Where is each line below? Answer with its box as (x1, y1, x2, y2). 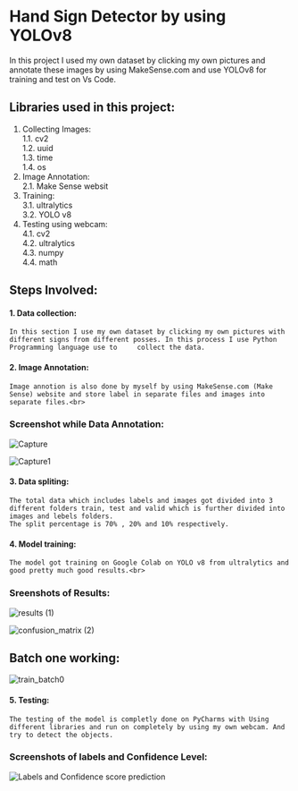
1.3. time (21, 152, 54, 163)
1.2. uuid (21, 142, 54, 153)
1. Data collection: (9, 307, 78, 319)
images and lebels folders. (9, 512, 114, 521)
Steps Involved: (9, 283, 98, 298)
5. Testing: (9, 694, 50, 705)
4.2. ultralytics (21, 237, 76, 248)
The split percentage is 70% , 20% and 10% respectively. (9, 520, 229, 529)
